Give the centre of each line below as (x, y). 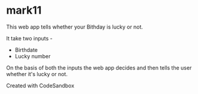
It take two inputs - (29, 38)
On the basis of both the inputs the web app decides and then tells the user (99, 68)
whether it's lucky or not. (37, 74)
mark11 (24, 10)
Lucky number (33, 56)
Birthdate (26, 50)
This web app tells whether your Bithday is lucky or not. (75, 27)
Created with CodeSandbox (40, 85)
